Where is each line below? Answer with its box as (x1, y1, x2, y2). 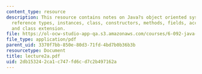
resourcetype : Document (6, 48, 66, 54)
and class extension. (11, 25, 66, 32)
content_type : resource (6, 8, 66, 15)
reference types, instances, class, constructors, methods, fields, (11, 20, 187, 26)
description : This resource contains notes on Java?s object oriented (6, 14, 187, 20)
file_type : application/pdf (6, 36, 77, 42)
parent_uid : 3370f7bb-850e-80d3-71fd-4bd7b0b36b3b (6, 42, 136, 48)
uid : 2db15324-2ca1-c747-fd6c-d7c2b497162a (6, 58, 117, 64)
